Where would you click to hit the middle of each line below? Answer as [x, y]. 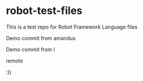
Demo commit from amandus [41, 38]
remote [15, 61]
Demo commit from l [31, 49]
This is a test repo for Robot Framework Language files [72, 27]
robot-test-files [44, 11]
